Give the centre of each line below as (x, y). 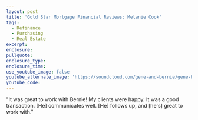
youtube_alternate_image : (38, 77)
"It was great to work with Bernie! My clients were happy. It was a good (93, 99)
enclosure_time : (26, 66)
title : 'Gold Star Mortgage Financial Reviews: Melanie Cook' (84, 17)
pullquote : (19, 55)
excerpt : (17, 45)
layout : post (22, 11)
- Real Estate (29, 39)
